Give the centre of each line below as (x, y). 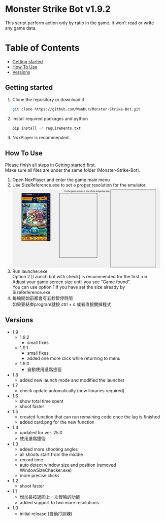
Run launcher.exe (30, 271)
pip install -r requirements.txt (47, 128)
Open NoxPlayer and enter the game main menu (61, 180)
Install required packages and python (50, 118)
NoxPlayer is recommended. (41, 138)
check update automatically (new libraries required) (72, 390)
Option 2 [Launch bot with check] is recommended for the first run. (80, 277)
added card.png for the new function (57, 422)
